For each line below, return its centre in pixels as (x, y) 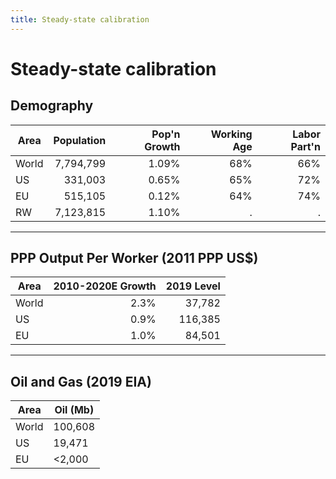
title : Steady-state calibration (80, 19)
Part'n (305, 146)
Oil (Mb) (74, 410)
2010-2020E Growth (105, 286)
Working (231, 134)
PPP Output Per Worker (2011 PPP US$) (134, 258)
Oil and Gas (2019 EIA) (81, 381)
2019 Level (193, 286)
